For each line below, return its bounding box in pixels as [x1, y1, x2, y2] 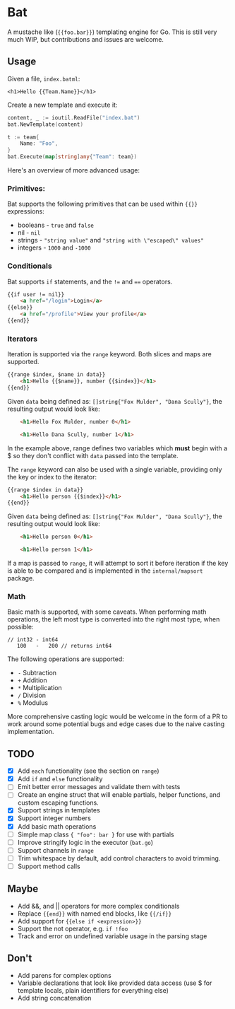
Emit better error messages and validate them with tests [17, 783, 181, 791]
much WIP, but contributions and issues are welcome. [7, 35, 164, 43]
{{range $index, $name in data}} [7, 371, 106, 378]
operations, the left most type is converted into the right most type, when [7, 615, 220, 624]
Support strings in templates [17, 806, 100, 815]
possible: [7, 623, 34, 631]
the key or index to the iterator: [7, 472, 97, 481]
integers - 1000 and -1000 [17, 243, 91, 252]
